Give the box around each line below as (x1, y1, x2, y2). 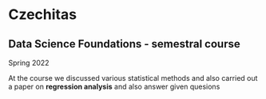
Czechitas (8, 6, 77, 24)
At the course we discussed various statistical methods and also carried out (8, 74, 258, 82)
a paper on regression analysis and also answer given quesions (8, 82, 220, 91)
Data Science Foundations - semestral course (8, 37, 241, 51)
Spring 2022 (8, 58, 50, 67)
